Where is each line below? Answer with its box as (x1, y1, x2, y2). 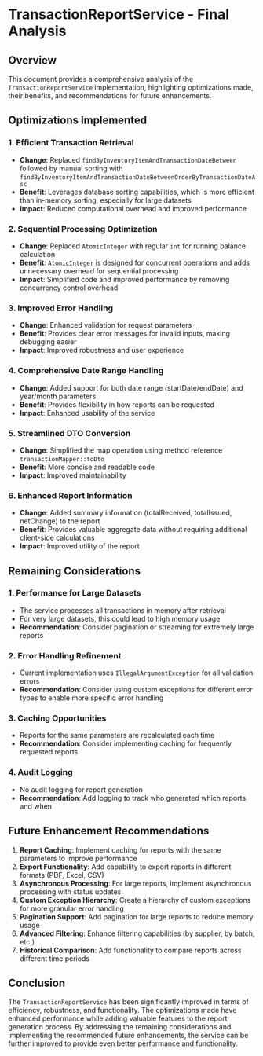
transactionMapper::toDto (19, 455, 104, 463)
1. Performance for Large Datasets (8, 588, 141, 599)
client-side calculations (19, 533, 96, 543)
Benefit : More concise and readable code (19, 462, 155, 471)
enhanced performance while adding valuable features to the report (8, 1014, 228, 1023)
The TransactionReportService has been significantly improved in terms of (8, 997, 249, 1006)
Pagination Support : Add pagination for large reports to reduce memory (19, 911, 254, 921)
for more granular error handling (19, 904, 124, 913)
